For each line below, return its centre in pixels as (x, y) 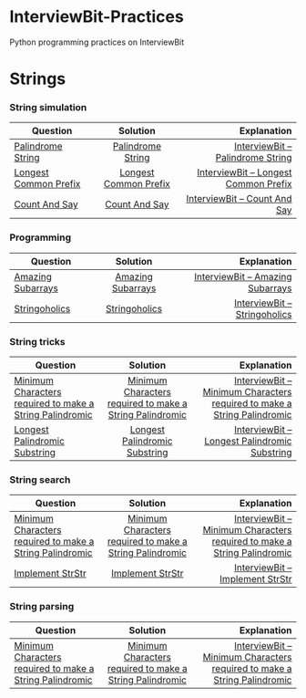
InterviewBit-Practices (97, 17)
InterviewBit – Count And (239, 199)
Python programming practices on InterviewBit (97, 42)
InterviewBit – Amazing (243, 276)
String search (40, 479)
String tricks (37, 341)
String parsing (42, 607)
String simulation (48, 108)
